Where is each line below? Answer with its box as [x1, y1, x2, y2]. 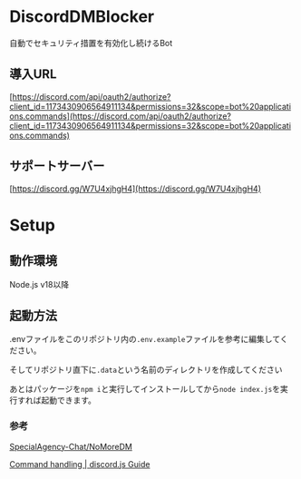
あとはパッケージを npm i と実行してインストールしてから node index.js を [9, 384, 281, 395]
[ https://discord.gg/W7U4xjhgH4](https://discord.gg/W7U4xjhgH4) [9, 183, 261, 194]
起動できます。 [40, 395, 97, 406]
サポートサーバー [9, 159, 105, 174]
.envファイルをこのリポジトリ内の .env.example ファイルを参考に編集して [9, 334, 281, 345]
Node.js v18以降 [9, 279, 70, 289]
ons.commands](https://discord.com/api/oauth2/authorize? [9, 111, 231, 122]
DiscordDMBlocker [9, 6, 155, 27]
